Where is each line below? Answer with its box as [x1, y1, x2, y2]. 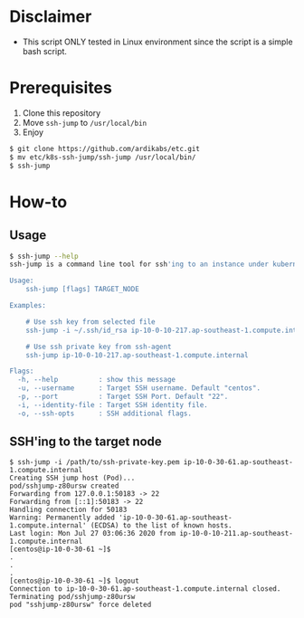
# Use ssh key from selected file [25, 317, 156, 327]
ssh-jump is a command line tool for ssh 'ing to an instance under [9, 260, 270, 269]
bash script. [22, 45, 68, 56]
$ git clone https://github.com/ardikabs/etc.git [9, 144, 201, 153]
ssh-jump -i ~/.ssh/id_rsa [25, 326, 128, 335]
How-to [9, 192, 68, 212]
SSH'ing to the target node [9, 434, 163, 450]
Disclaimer [9, 6, 92, 27]
